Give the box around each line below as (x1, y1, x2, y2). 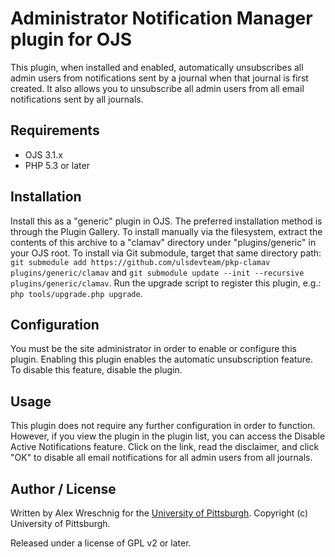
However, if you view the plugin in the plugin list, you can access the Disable (10, 430, 326, 442)
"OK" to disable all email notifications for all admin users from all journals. (10, 452, 313, 464)
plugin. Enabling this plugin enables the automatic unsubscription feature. (10, 353, 314, 366)
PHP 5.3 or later (24, 159, 90, 171)
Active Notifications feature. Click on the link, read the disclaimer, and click (10, 441, 320, 453)
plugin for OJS (10, 28, 133, 51)
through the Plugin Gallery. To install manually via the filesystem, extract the (10, 225, 323, 237)
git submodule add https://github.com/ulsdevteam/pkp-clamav (10, 257, 271, 267)
